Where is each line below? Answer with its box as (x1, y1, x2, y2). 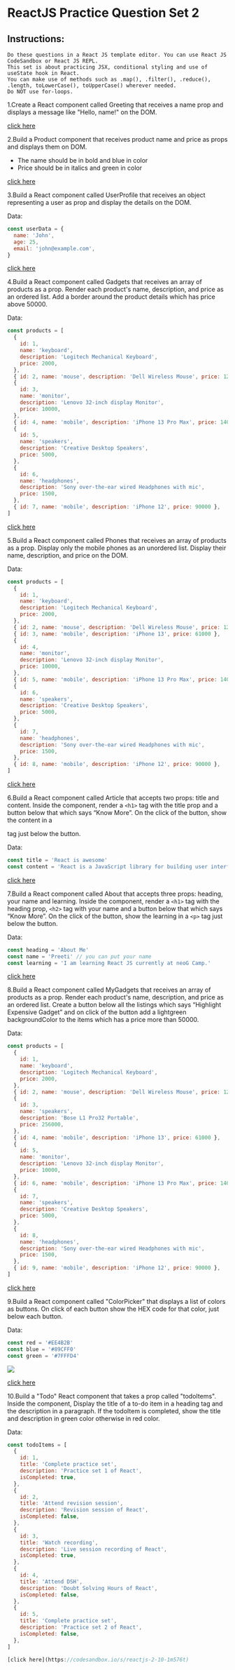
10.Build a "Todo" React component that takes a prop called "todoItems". (7, 1392, 217, 1400)
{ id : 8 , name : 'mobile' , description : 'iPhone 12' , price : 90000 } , (13, 761, 221, 768)
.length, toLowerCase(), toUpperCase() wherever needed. (7, 82, 177, 89)
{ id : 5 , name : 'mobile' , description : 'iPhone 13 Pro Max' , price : (13, 675, 218, 683)
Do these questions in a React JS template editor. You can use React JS (7, 51, 227, 58)
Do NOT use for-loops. (7, 88, 73, 95)
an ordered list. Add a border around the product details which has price (7, 292, 215, 301)
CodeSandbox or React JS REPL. (7, 58, 99, 65)
